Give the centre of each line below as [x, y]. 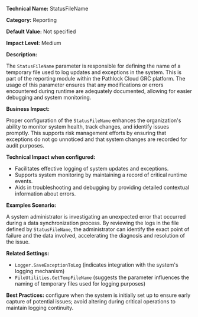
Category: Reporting [32, 20]
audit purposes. [25, 145]
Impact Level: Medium [34, 43]
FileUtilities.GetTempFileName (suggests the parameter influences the [102, 277]
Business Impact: [28, 109]
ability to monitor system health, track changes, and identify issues [88, 127]
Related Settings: [28, 253]
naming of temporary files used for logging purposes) [80, 284]
